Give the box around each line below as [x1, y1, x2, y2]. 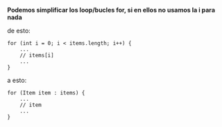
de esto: [7, 27, 31, 35]
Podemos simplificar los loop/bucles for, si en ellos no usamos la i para [7, 6, 216, 14]
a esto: [7, 76, 27, 84]
